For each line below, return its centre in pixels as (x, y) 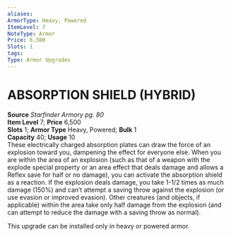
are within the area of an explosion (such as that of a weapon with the (109, 159)
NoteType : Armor (31, 34)
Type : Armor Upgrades (39, 60)
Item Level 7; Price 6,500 (44, 122)
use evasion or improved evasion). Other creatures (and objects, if (104, 197)
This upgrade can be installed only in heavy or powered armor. (99, 226)
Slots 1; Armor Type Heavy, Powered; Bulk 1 (72, 129)
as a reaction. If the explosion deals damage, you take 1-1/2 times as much (115, 182)
